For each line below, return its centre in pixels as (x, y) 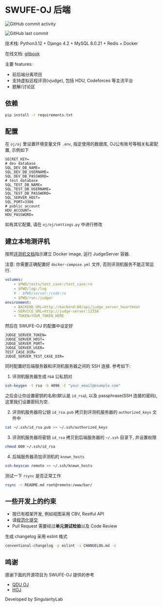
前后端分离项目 (27, 74)
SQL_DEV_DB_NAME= (23, 168)
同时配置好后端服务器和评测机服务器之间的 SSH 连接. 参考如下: (68, 366)
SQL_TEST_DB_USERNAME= (28, 189)
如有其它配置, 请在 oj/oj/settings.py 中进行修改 (54, 224)
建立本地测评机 (27, 241)
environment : (18, 302)
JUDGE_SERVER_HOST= (25, 339)
